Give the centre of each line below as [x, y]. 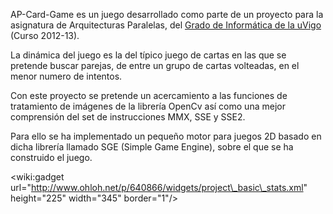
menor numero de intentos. [66, 76]
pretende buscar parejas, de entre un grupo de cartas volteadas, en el [155, 65]
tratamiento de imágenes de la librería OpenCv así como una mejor [148, 106]
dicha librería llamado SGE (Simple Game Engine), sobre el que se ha [152, 147]
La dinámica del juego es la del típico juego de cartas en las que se [148, 55]
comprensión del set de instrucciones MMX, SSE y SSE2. [128, 117]
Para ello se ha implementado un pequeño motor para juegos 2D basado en [166, 136]
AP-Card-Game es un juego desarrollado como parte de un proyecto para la [167, 14]
